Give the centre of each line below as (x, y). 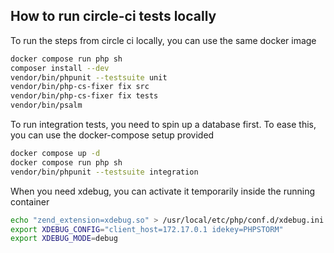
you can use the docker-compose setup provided (112, 135)
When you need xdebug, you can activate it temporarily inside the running (163, 191)
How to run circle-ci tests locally (113, 16)
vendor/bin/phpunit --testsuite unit (89, 77)
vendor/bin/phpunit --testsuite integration (104, 172)
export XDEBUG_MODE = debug (64, 239)
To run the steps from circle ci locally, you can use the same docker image (163, 40)
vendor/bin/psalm (46, 105)
